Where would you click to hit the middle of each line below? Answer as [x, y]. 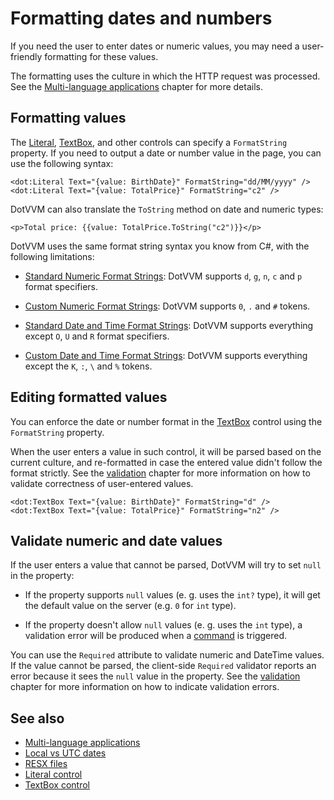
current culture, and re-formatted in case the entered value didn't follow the [166, 462]
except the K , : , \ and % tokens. [88, 366]
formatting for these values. [101, 56]
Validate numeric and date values [116, 540]
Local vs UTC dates [65, 753]
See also [37, 718]
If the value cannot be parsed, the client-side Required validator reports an [163, 666]
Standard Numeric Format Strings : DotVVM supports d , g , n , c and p [163, 276]
